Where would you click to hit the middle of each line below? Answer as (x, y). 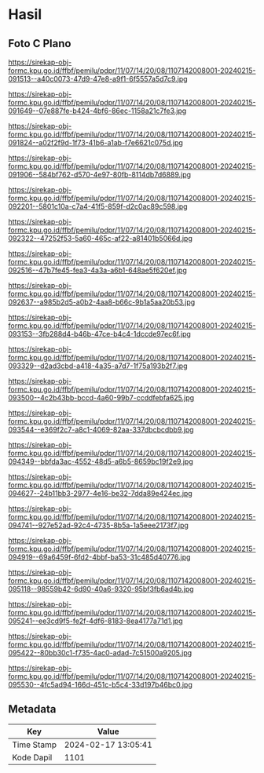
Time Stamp (35, 745)
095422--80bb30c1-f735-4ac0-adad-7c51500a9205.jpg (100, 653)
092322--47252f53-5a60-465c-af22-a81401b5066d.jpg (100, 238)
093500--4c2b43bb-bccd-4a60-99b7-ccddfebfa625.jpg (101, 397)
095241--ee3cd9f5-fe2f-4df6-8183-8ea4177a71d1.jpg (95, 621)
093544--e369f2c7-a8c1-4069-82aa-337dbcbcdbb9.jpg (101, 430)
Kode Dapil (32, 757)
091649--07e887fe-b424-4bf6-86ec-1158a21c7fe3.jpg (97, 111)
